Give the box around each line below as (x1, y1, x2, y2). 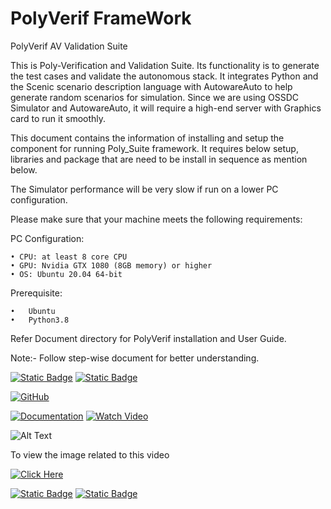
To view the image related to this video (10, 448, 170, 461)
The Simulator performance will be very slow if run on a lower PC (10, 183, 279, 195)
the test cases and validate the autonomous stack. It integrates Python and (10, 70, 319, 82)
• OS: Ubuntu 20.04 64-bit (10, 269, 123, 279)
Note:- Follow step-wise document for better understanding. (10, 352, 260, 364)
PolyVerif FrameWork (10, 7, 192, 30)
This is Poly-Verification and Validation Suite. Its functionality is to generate (10, 59, 320, 71)
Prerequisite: (10, 287, 63, 299)
